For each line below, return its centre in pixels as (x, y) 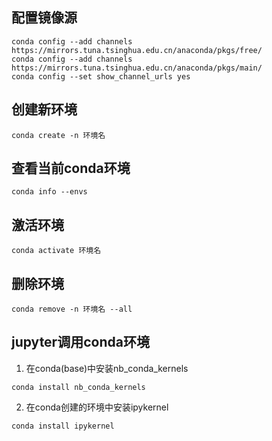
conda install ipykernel (63, 426)
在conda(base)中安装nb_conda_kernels (107, 368)
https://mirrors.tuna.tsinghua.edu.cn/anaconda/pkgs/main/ (137, 68)
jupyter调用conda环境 (80, 342)
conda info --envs (49, 192)
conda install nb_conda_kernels (78, 387)
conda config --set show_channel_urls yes (101, 76)
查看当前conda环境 (71, 168)
